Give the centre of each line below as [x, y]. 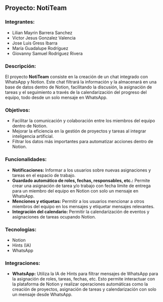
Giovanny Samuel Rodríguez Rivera [47, 53]
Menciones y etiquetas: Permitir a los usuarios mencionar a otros [78, 201]
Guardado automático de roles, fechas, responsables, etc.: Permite [81, 180]
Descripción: [21, 66]
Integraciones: [23, 263]
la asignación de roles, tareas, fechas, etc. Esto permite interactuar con [83, 279]
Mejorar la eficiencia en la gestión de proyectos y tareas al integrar [79, 131]
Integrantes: [20, 22]
